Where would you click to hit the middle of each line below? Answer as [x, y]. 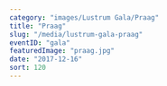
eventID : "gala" [40, 43]
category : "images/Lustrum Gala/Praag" [84, 17]
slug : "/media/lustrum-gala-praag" [76, 34]
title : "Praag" [38, 26]
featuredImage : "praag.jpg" [62, 51]
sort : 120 [28, 68]
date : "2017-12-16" [46, 59]
